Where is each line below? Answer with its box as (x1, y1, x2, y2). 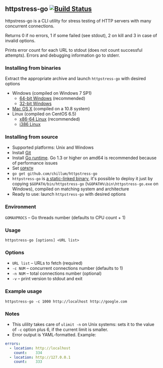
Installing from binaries (5, 64, 61, 71)
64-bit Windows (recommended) (19, 96, 86, 102)
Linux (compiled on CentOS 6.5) (12, 111, 76, 117)
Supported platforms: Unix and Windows (12, 144, 94, 150)
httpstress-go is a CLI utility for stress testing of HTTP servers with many (5, 18, 152, 23)
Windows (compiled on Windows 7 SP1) (12, 90, 92, 96)
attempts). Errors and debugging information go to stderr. (5, 52, 120, 58)
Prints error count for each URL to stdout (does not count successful (5, 47, 143, 53)
